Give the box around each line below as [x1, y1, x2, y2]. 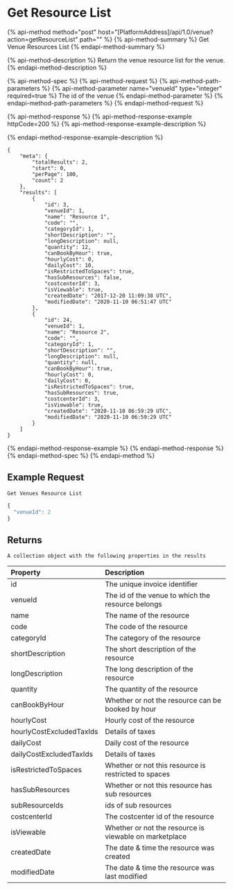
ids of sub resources [105, 801, 172, 810]
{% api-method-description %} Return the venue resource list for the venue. [7, 55, 225, 64]
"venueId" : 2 [13, 508, 51, 515]
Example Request [7, 472, 85, 483]
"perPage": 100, [32, 171, 79, 178]
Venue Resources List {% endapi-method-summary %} [7, 42, 165, 51]
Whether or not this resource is [105, 761, 206, 771]
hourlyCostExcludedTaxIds [10, 727, 98, 737]
